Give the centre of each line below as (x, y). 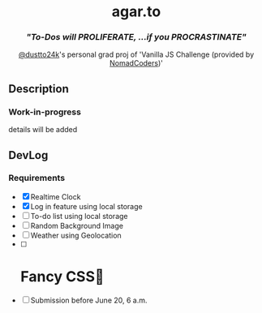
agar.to (136, 12)
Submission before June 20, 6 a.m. (89, 300)
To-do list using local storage (79, 216)
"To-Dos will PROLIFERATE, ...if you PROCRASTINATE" (136, 37)
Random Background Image (77, 225)
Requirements (37, 178)
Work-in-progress (45, 112)
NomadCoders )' (136, 63)
